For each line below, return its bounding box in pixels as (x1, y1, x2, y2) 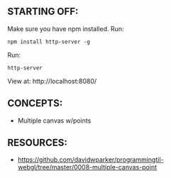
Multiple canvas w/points (17, 116, 92, 125)
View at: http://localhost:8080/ (7, 77, 97, 85)
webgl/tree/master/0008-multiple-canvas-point (17, 163, 158, 172)
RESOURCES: (7, 137, 67, 149)
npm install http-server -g (7, 38, 91, 45)
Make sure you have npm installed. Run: (7, 24, 124, 33)
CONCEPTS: (7, 97, 63, 109)
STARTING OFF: (7, 6, 79, 18)
